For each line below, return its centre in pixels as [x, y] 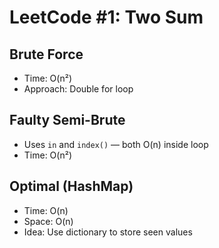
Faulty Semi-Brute [67, 120]
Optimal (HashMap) [71, 186]
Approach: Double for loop [78, 89]
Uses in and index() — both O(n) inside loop [116, 144]
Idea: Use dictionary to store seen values [108, 232]
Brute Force [46, 54]
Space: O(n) [48, 221]
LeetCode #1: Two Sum [106, 17]
